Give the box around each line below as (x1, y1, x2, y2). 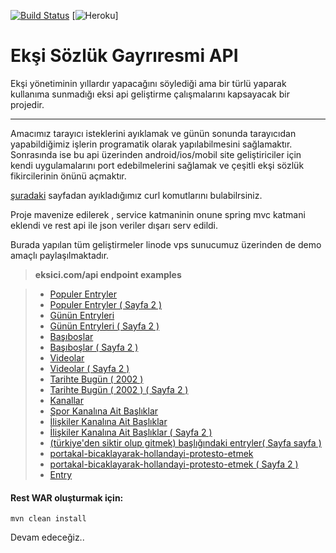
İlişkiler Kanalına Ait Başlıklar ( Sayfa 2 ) (49, 426, 213, 438)
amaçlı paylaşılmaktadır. (10, 249, 110, 261)
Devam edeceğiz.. (10, 531, 85, 544)
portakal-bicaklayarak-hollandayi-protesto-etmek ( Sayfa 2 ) (49, 458, 299, 470)
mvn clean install (10, 514, 87, 524)
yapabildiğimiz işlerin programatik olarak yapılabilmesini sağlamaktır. (10, 138, 293, 150)
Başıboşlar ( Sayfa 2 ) (49, 341, 139, 353)
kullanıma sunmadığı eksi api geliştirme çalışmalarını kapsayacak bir (10, 88, 290, 100)
